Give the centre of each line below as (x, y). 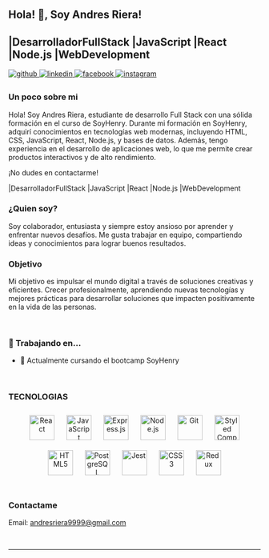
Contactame (33, 505)
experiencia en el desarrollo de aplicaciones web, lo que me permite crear (130, 148)
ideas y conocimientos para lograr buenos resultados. (97, 243)
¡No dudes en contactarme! (53, 172)
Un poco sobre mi (43, 97)
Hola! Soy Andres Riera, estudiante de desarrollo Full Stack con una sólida (130, 114)
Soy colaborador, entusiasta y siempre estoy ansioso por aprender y (121, 226)
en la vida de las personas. (52, 307)
